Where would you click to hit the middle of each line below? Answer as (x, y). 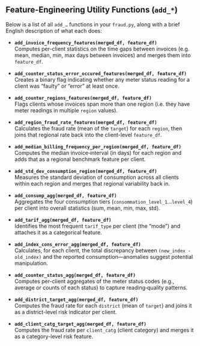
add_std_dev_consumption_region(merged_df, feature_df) (86, 171)
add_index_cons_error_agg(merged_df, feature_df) (78, 244)
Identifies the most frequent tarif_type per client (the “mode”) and (97, 226)
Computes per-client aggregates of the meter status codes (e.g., (94, 281)
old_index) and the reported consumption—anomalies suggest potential (104, 256)
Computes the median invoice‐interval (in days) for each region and (98, 153)
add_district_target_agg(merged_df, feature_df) (76, 300)
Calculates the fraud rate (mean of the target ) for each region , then (98, 128)
